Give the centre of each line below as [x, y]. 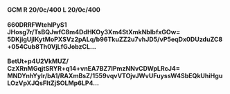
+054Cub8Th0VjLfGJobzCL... [52, 47]
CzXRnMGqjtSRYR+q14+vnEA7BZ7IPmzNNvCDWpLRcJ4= [94, 69]
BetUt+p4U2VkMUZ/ [38, 61]
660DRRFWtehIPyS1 [37, 25]
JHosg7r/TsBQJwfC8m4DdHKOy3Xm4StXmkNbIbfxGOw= [94, 32]
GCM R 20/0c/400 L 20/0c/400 [54, 10]
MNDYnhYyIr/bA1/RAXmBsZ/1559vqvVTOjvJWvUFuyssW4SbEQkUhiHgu [115, 76]
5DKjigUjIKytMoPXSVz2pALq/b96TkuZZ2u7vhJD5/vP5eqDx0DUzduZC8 [115, 39]
